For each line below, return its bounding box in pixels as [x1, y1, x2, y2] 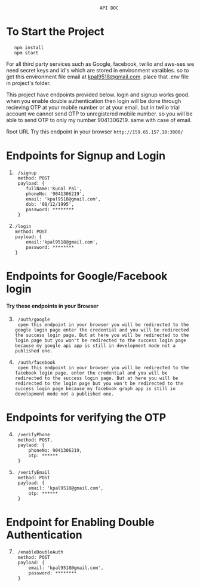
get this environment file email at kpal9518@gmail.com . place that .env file [6, 73, 189, 80]
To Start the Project [6, 25, 104, 38]
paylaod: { [17, 442, 45, 448]
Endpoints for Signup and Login [6, 149, 166, 163]
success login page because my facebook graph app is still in [14, 386, 176, 392]
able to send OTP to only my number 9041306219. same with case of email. [6, 116, 192, 123]
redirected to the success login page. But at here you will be [14, 375, 179, 382]
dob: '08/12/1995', [26, 201, 75, 207]
